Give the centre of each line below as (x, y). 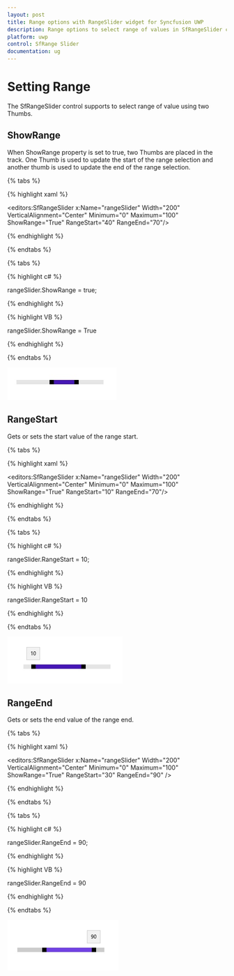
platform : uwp (28, 37)
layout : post (26, 15)
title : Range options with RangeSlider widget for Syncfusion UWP (106, 22)
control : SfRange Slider (43, 44)
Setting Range (49, 87)
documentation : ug (34, 52)
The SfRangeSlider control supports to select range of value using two (108, 106)
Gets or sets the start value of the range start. (73, 436)
